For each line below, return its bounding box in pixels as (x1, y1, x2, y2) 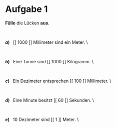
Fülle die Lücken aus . (5, 20, 50, 26)
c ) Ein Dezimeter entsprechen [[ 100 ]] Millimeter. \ (5, 78, 111, 84)
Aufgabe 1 (5, 3, 48, 15)
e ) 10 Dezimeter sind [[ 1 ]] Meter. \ (5, 116, 79, 123)
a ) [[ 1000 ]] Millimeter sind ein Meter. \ (5, 39, 88, 45)
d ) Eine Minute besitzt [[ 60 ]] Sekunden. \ (5, 97, 94, 103)
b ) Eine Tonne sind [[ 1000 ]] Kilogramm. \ (5, 58, 94, 64)
